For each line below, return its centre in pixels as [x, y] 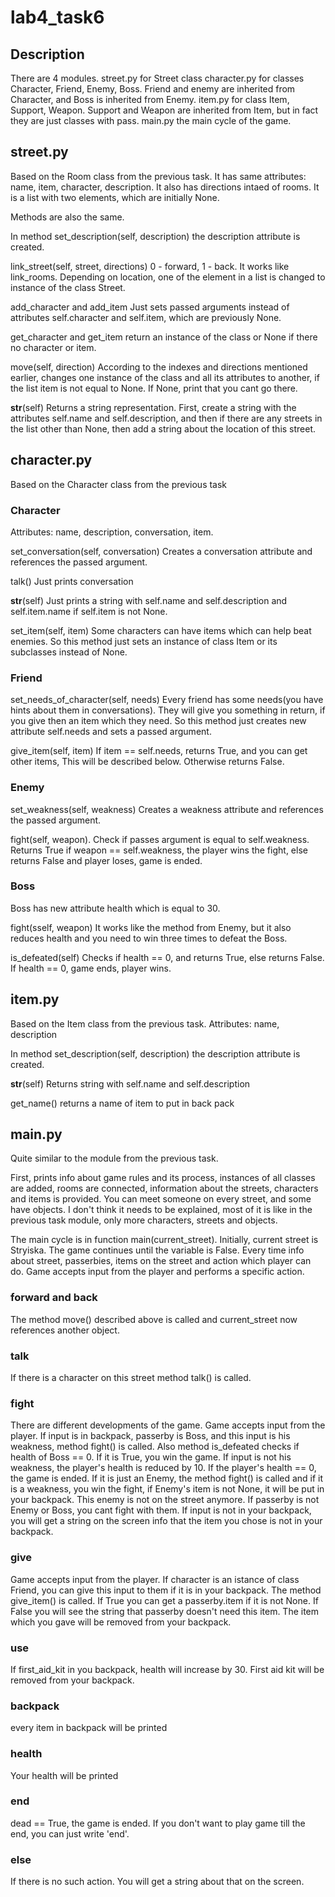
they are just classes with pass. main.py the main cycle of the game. [151, 120]
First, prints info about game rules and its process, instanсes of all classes [163, 1178]
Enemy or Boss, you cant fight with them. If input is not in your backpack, [161, 1510]
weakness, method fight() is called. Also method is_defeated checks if [155, 1447]
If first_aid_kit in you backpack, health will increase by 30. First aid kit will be [167, 1669]
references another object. [65, 1330]
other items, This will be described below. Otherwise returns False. [147, 762]
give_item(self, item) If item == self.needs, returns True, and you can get [159, 751]
